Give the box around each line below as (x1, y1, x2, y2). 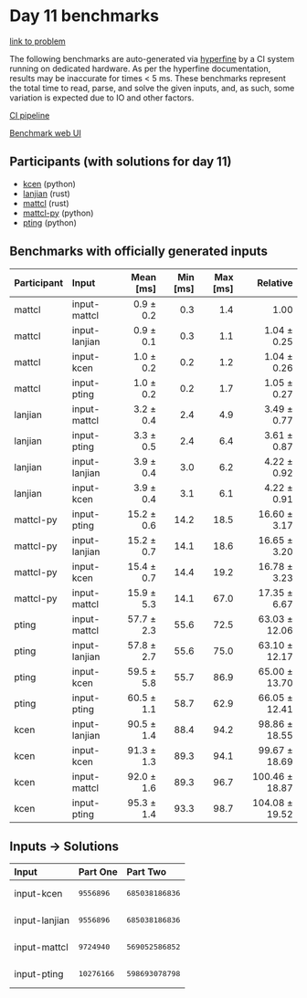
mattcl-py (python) (22, 207, 94, 218)
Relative (257, 276, 293, 289)
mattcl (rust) (22, 197, 70, 208)
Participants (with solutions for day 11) (9, 154, 232, 170)
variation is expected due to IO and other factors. (9, 92, 195, 103)
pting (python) (22, 216, 78, 228)
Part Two (126, 866, 167, 878)
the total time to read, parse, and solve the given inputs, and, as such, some (9, 82, 295, 93)
